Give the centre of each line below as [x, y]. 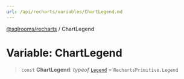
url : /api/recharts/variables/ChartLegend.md [64, 12]
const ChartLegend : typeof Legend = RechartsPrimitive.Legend [100, 69]
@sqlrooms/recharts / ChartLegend [50, 29]
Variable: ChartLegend [64, 53]
